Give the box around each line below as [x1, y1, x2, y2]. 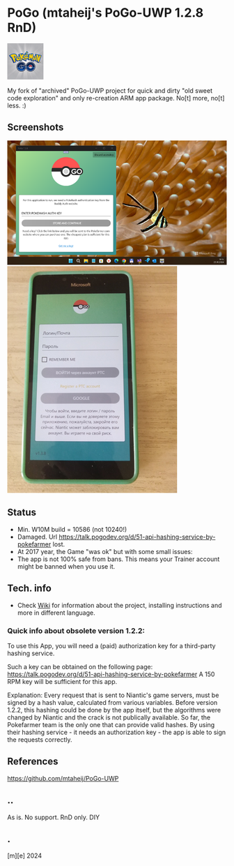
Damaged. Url [17, 532, 58, 541]
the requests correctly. [7, 736, 72, 744]
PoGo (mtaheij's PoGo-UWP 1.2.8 [7, 5, 204, 21]
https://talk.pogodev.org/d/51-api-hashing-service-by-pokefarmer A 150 [7, 670, 215, 678]
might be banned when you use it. [17, 562, 116, 570]
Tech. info [7, 583, 52, 595]
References [7, 756, 58, 768]
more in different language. [17, 609, 95, 617]
